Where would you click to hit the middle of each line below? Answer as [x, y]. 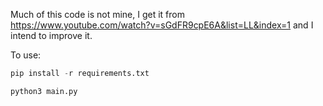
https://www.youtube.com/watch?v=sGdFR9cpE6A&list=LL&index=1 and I [162, 25]
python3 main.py [44, 91]
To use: [26, 55]
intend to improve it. [51, 35]
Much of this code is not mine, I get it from [98, 14]
